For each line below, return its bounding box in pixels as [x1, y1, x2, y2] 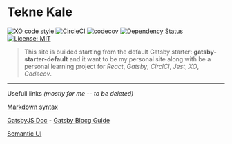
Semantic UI [7, 129, 42, 138]
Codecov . [23, 70, 52, 78]
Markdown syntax [7, 103, 59, 111]
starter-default [23, 54, 68, 63]
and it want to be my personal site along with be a [69, 54, 211, 63]
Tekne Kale [7, 4, 72, 20]
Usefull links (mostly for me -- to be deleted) [7, 89, 134, 97]
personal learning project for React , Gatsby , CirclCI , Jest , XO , [23, 62, 199, 70]
